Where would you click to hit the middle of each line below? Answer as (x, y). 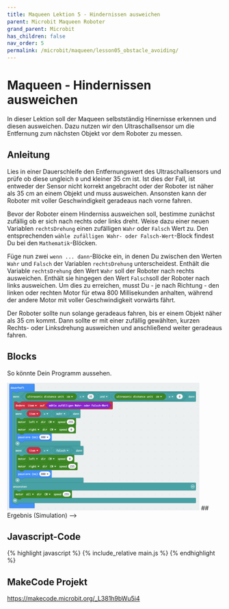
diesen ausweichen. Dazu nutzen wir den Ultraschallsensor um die (101, 126)
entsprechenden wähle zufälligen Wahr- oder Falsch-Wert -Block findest (110, 236)
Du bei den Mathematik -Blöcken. (52, 243)
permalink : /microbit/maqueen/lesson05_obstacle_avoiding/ (93, 51)
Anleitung (28, 155)
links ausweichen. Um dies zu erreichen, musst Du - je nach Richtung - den (113, 285)
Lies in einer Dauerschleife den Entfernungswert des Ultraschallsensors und (114, 171)
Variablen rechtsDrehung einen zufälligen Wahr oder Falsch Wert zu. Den (108, 228)
